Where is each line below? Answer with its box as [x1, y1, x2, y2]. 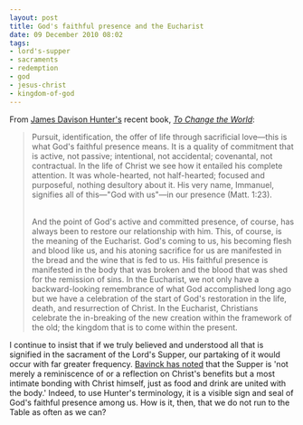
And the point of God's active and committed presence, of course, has [31, 216, 295, 227]
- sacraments [9, 55, 59, 64]
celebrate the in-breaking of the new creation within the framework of [31, 312, 292, 323]
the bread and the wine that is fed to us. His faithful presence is [31, 254, 269, 265]
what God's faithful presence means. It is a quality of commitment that [31, 141, 294, 152]
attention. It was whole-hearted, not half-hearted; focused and [31, 169, 265, 181]
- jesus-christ [9, 80, 67, 90]
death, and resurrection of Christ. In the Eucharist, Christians [31, 302, 259, 313]
